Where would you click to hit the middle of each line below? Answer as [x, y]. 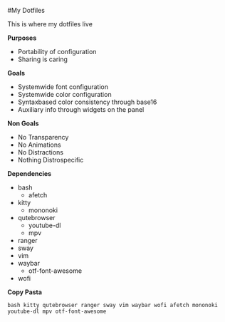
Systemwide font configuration [63, 87]
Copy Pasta [25, 292]
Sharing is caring [42, 59]
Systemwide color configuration [64, 94]
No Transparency [43, 137]
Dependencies [30, 173]
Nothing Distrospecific [51, 160]
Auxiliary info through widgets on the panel [81, 109]
